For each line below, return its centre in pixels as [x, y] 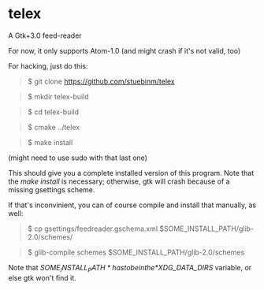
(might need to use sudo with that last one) [78, 158]
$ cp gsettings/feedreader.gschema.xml [93, 229]
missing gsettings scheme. [52, 189]
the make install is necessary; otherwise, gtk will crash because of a [119, 181]
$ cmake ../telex [54, 127]
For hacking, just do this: [48, 66]
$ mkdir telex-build [58, 96]
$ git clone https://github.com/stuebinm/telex [101, 81]
